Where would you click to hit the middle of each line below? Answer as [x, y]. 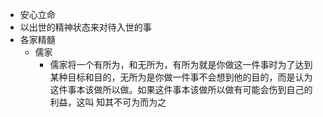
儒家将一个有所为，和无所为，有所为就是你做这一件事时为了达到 [181, 64]
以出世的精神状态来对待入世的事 [85, 27]
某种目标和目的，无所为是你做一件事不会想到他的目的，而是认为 [181, 77]
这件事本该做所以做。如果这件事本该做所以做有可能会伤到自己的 [181, 89]
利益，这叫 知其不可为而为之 [108, 102]
